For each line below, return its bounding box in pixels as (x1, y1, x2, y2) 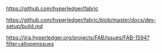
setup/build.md (6, 23, 43, 29)
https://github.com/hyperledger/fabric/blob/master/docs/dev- (6, 16, 156, 23)
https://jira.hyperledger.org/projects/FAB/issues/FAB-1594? (6, 34, 150, 41)
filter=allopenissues (6, 41, 54, 47)
